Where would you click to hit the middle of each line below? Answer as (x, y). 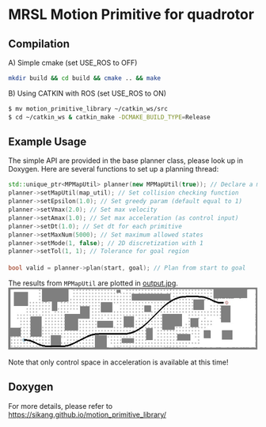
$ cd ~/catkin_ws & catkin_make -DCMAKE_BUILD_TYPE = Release (110, 117)
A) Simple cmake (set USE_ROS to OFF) (73, 62)
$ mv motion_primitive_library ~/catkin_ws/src (88, 108)
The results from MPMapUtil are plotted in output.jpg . (93, 283)
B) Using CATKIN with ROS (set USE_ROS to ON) (87, 93)
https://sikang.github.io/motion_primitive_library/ (87, 414)
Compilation (39, 44)
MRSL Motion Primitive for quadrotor (131, 15)
